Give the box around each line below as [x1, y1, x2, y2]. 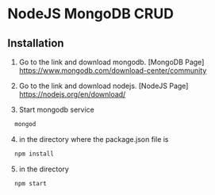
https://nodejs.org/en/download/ [18, 90, 126, 99]
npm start [14, 179, 47, 187]
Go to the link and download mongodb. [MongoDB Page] [18, 57, 205, 67]
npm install [14, 150, 55, 158]
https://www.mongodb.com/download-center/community [18, 66, 207, 75]
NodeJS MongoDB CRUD [7, 5, 174, 23]
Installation [7, 36, 64, 50]
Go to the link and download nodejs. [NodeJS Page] [18, 81, 189, 90]
